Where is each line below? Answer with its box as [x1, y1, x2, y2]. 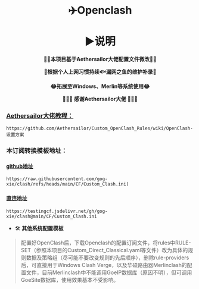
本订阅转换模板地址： [6, 147, 67, 155]
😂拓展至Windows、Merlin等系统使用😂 [50, 83, 150, 90]
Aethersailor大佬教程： [6, 111, 74, 120]
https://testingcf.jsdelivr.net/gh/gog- [6, 208, 108, 214]
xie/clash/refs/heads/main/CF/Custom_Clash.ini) [6, 181, 129, 187]
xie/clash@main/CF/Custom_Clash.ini [6, 213, 97, 219]
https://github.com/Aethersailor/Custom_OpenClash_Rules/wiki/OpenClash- [6, 125, 194, 131]
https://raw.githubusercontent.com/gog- [6, 176, 108, 182]
